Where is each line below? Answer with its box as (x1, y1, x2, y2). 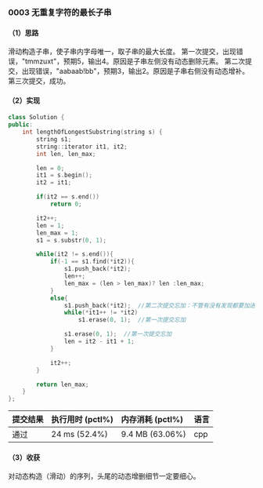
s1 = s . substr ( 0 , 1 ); (36, 236, 107, 244)
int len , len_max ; (36, 150, 96, 158)
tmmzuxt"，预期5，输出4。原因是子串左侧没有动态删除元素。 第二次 (24, 56, 245, 66)
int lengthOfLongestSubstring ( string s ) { (22, 128, 163, 137)
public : (8, 121, 34, 129)
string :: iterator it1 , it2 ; (36, 143, 128, 151)
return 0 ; (49, 200, 82, 209)
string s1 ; (36, 135, 72, 143)
